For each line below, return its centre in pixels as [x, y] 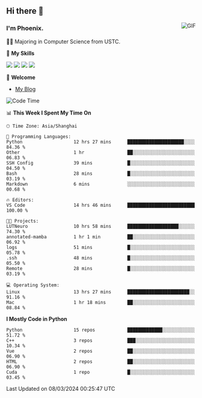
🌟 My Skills [20, 53]
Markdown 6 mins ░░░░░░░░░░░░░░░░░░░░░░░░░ [101, 184]
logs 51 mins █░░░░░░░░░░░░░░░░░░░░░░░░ [101, 247]
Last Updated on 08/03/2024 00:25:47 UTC [61, 388]
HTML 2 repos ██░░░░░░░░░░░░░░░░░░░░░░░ [101, 362]
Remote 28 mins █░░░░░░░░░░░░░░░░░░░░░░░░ [101, 268]
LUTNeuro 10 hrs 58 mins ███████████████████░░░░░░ [101, 226]
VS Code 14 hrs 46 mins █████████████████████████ [101, 205]
